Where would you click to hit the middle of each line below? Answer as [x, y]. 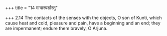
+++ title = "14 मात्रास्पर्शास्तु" [32, 8]
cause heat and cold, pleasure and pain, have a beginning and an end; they [83, 23]
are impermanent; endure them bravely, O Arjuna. [56, 28]
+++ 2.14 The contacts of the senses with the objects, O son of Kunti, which [83, 18]
